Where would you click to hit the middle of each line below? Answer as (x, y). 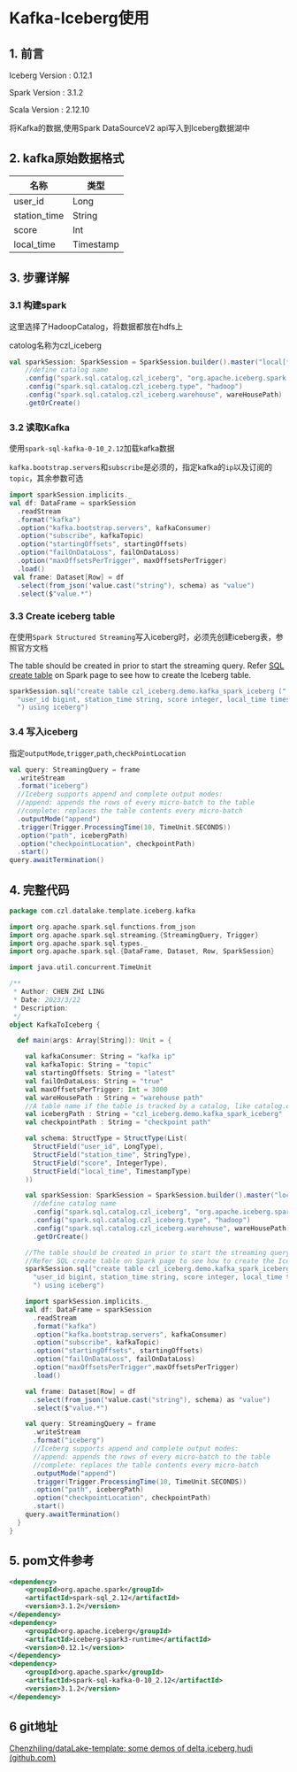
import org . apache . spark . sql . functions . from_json (103, 927)
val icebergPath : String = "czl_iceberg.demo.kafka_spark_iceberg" (154, 1114)
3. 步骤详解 (39, 278)
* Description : (41, 1008)
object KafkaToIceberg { (55, 1025)
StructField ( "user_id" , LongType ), (98, 1147)
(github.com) (33, 1758)
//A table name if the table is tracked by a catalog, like (138, 1106)
